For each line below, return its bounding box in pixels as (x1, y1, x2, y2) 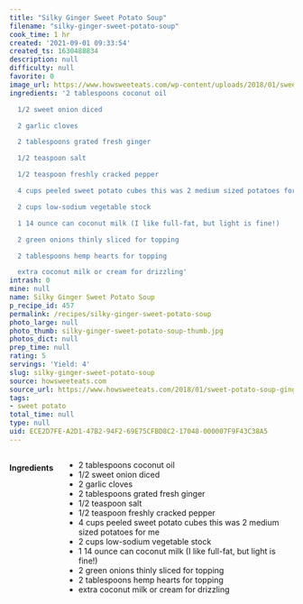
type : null (9, 418, 50, 428)
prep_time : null (9, 343, 70, 352)
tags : (9, 393, 30, 402)
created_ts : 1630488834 (9, 47, 99, 56)
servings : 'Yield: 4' (9, 360, 91, 369)
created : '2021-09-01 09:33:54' (9, 38, 131, 48)
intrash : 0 (9, 276, 50, 285)
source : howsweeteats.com (9, 376, 106, 386)
